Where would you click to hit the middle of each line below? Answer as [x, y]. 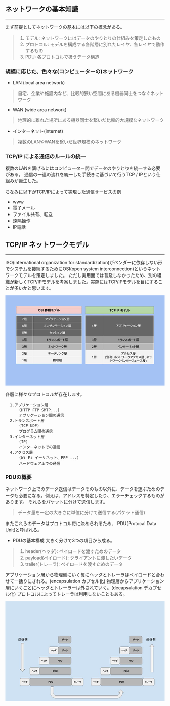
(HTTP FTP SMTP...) [39, 410]
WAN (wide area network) [39, 110]
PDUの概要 [18, 477]
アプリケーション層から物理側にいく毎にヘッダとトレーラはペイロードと [80, 575]
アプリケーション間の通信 [41, 415]
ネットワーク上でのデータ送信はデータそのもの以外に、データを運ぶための [83, 489]
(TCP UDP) [29, 426]
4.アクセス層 [22, 452]
